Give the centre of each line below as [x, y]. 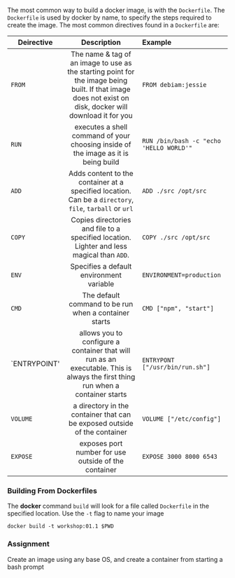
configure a [101, 342]
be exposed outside [101, 423]
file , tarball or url [101, 208]
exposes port [101, 443]
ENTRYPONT [158, 360]
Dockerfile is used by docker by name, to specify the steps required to [109, 18]
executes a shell [101, 127]
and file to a [101, 229]
